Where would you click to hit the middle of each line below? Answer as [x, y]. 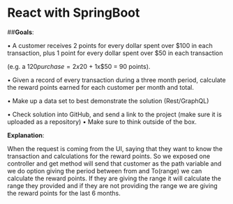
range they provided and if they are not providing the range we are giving [112, 185]
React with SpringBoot [74, 13]
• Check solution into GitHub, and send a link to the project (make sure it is [114, 114]
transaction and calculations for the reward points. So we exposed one [109, 156]
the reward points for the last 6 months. [64, 193]
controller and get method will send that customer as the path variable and [114, 163]
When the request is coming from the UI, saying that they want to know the [115, 148]
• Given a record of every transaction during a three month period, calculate [116, 80]
